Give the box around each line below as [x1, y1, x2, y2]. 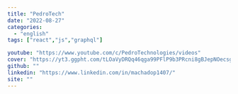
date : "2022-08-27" [7, 17, 65, 24]
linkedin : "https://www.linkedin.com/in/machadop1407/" [7, 69, 176, 76]
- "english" [13, 30, 50, 37]
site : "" [7, 76, 33, 83]
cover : [7, 56, 27, 64]
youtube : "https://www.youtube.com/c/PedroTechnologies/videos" [7, 49, 201, 57]
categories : [7, 23, 42, 30]
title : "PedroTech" [7, 10, 65, 18]
